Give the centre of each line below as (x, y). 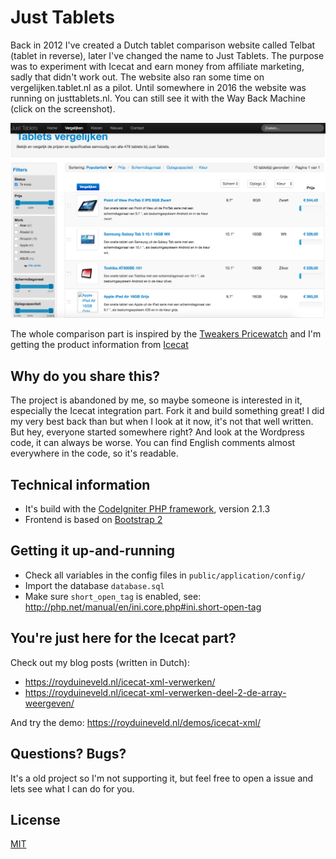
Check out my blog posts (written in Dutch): (100, 662)
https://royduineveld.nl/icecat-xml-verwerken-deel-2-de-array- (155, 692)
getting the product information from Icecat (99, 345)
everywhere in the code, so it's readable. (94, 453)
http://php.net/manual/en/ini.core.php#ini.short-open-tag (143, 607)
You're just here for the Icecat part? (123, 638)
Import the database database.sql (94, 585)
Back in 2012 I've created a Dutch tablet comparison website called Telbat (163, 45)
